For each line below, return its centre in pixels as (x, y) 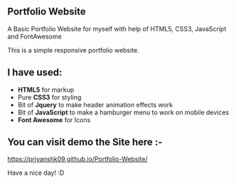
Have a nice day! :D (36, 173)
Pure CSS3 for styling (49, 97)
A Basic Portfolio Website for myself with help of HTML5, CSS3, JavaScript (117, 28)
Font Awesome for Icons (54, 119)
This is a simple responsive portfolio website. (74, 50)
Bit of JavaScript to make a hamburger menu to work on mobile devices (123, 112)
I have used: (35, 73)
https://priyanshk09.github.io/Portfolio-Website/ (77, 159)
